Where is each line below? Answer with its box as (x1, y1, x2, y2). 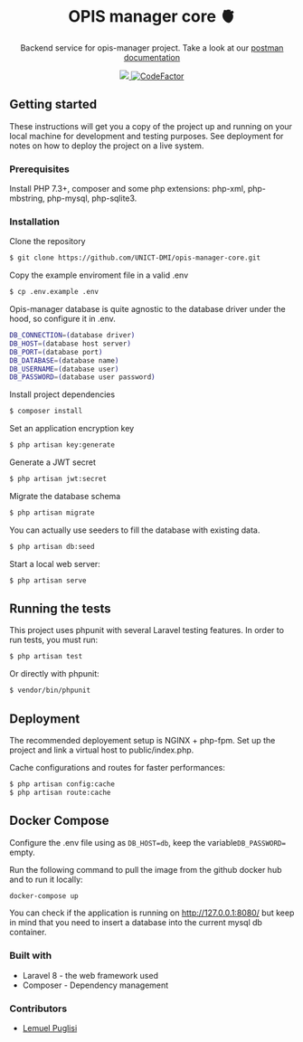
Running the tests (9, 601, 111, 616)
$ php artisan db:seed (9, 542, 95, 551)
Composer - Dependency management (22, 980, 169, 990)
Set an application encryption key (9, 423, 135, 434)
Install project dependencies (9, 389, 116, 400)
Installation (9, 215, 61, 228)
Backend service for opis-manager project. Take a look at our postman (20, 42, 284, 53)
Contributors (9, 1002, 68, 1015)
